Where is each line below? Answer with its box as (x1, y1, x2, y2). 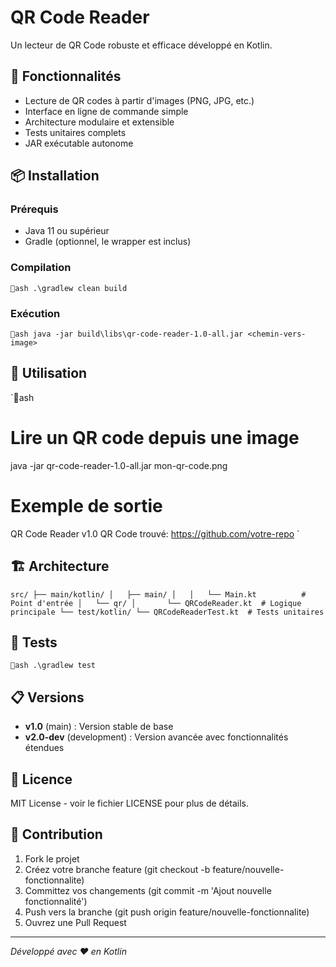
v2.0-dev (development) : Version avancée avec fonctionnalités (24, 731, 289, 743)
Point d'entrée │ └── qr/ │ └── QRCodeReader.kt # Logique (10, 598, 302, 608)
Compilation (10, 261, 72, 275)
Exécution (10, 306, 61, 320)
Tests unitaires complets (24, 126, 127, 138)
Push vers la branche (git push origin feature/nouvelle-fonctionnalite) (24, 906, 310, 918)
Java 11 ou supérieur (24, 225, 110, 237)
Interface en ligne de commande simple (24, 105, 189, 117)
